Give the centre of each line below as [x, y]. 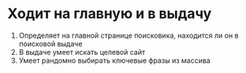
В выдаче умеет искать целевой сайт [82, 52]
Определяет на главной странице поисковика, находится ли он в [129, 35]
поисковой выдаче [50, 43]
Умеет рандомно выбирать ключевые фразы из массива [114, 60]
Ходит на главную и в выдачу [110, 14]
